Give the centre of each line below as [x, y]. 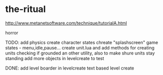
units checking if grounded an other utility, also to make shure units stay [80, 53]
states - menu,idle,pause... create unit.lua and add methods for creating [80, 47]
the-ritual [26, 9]
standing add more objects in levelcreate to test [55, 58]
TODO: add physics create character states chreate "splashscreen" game [82, 42]
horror [12, 32]
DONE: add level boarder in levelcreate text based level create [70, 68]
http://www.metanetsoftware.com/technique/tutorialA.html [66, 23]
